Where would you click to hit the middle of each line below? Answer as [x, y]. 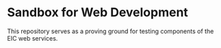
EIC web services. [32, 38]
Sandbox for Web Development [97, 13]
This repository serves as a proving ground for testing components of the [110, 31]
